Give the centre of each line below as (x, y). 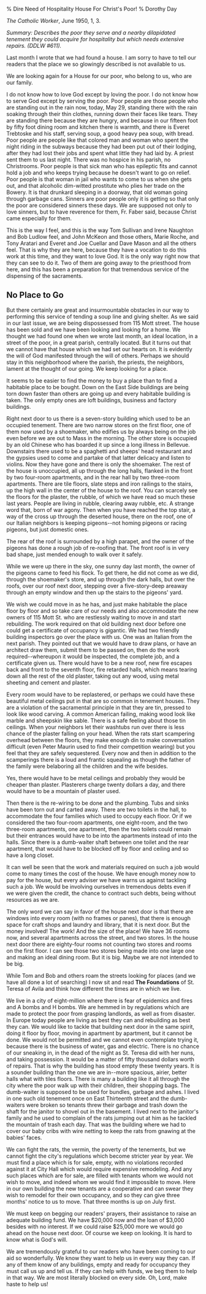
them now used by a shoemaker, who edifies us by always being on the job (101, 432)
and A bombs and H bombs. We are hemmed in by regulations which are (98, 1007)
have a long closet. (30, 855)
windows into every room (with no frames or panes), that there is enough (99, 918)
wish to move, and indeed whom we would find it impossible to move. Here (101, 1182)
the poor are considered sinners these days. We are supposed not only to (99, 205)
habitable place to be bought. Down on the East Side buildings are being (97, 387)
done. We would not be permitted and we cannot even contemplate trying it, (103, 1039)
